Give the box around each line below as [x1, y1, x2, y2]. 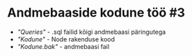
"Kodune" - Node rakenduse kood [17, 35, 115, 43]
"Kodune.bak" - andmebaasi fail [17, 42, 110, 50]
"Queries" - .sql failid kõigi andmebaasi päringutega [17, 28, 166, 36]
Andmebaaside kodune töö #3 [7, 5, 186, 21]
